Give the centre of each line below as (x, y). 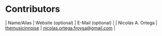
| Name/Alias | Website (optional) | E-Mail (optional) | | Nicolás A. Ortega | (81, 23)
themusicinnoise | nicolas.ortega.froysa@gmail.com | (60, 28)
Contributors (33, 9)
